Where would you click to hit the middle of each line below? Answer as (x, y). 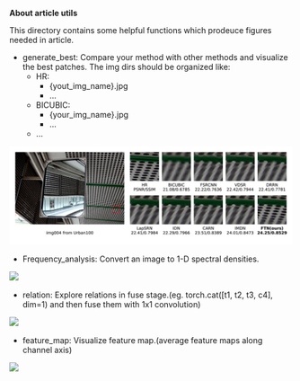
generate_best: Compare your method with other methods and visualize (155, 57)
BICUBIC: (53, 105)
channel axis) (47, 350)
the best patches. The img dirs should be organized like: (126, 67)
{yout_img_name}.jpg (88, 86)
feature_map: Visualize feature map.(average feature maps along (142, 341)
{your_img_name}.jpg (88, 115)
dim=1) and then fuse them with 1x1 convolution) (111, 305)
